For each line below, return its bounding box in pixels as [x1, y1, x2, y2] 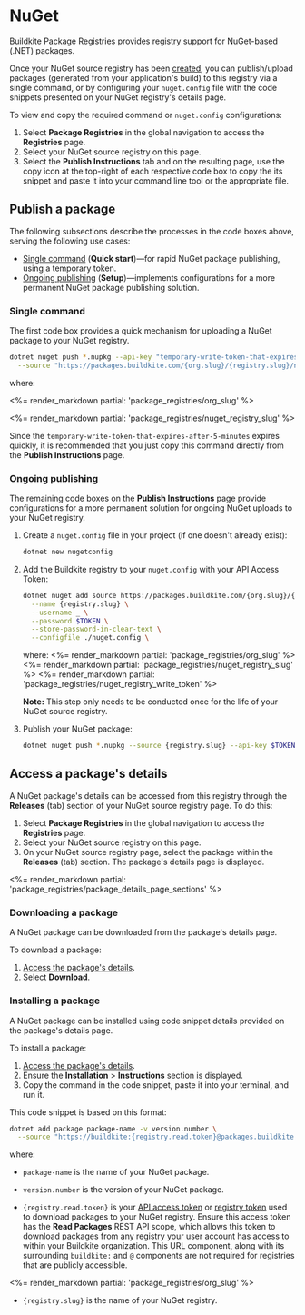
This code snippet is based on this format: [9, 1106, 167, 1118]
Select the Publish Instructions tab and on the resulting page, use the [22, 155, 285, 166]
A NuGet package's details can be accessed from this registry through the [9, 790, 288, 801]
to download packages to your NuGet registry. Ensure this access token [22, 1211, 292, 1222]
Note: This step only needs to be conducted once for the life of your [22, 696, 279, 707]
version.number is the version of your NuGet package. [22, 1184, 224, 1195]
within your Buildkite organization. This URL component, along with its [22, 1240, 285, 1251]
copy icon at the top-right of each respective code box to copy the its [22, 165, 283, 176]
